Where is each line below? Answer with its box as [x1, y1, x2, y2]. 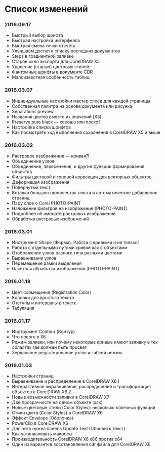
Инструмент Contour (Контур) [11, 329, 75, 334]
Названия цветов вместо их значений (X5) [11, 114, 102, 120]
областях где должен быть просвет [11, 344, 87, 350]
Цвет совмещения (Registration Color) [11, 289, 92, 295]
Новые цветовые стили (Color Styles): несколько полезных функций [11, 405, 156, 411]
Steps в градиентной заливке [11, 53, 74, 59]
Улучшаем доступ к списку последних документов [11, 48, 121, 54]
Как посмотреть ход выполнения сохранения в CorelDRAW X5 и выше [11, 129, 161, 135]
